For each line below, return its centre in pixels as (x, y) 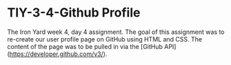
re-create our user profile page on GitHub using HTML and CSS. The (104, 39)
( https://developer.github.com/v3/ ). (57, 54)
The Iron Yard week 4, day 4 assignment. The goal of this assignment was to (116, 32)
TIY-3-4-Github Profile (74, 13)
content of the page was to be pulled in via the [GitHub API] (92, 46)
